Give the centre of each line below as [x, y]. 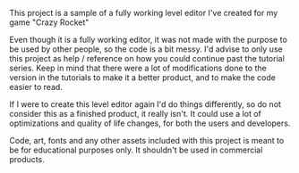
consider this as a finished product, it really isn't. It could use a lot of [135, 114]
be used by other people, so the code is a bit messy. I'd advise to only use [146, 49]
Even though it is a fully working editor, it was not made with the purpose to [149, 40]
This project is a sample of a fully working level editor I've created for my [144, 13]
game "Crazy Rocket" [49, 22]
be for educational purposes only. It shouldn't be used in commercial [136, 150]
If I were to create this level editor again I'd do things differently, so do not [145, 104]
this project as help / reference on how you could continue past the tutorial [147, 58]
